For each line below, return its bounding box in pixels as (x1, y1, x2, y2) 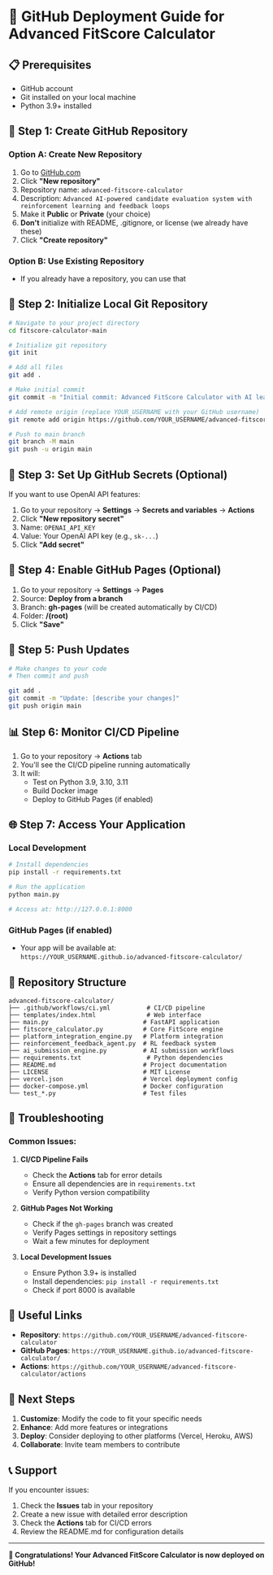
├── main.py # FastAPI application (8, 1018, 220, 1026)
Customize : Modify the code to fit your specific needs (19, 1414, 202, 1424)
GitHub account (19, 84, 73, 93)
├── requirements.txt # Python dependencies (8, 1054, 223, 1062)
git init (8, 349, 38, 357)
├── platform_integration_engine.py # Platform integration (8, 1032, 223, 1041)
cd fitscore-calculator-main (8, 326, 107, 334)
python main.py (8, 891, 60, 899)
